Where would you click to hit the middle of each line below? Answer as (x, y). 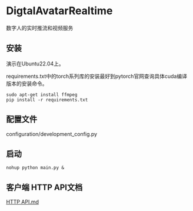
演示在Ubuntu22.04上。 (35, 64)
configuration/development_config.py (52, 134)
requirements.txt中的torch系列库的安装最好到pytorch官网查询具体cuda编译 (96, 76)
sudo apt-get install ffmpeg (42, 95)
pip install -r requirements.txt (47, 100)
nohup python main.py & (35, 168)
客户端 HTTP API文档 (44, 187)
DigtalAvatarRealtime (59, 11)
